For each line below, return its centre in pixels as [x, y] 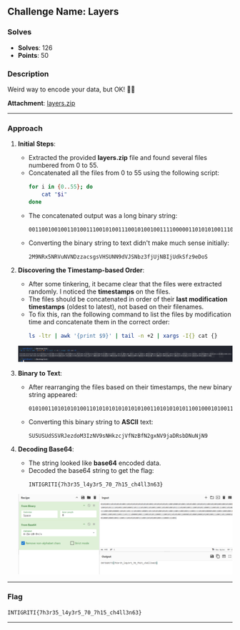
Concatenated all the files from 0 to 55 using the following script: [124, 173]
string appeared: [53, 395]
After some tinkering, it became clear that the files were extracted [125, 284]
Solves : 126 [35, 47]
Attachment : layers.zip [41, 103]
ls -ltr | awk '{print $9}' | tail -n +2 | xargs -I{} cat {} [123, 336]
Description [28, 74]
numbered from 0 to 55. [63, 165]
